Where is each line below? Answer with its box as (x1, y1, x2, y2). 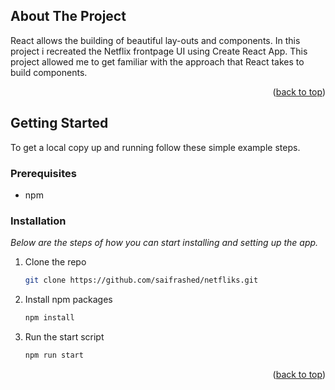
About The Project (10, 8, 127, 25)
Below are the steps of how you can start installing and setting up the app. (10, 237, 319, 249)
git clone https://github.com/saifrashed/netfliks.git (24, 275, 259, 286)
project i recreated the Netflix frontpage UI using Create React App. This (10, 45, 308, 57)
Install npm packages (24, 294, 113, 306)
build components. (10, 66, 88, 78)
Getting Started (10, 115, 109, 132)
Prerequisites (10, 166, 77, 180)
